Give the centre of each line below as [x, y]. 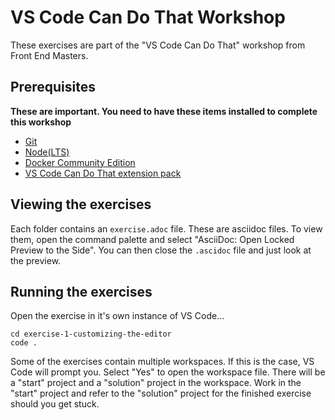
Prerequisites [53, 87]
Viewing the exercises [81, 204]
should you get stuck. [55, 404]
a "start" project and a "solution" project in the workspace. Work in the [156, 383]
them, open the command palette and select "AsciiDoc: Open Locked [152, 239]
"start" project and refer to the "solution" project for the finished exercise [161, 393]
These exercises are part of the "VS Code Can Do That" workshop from [158, 45]
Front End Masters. [49, 55]
